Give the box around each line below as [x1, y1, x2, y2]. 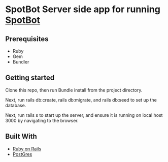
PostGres [12, 151, 32, 157]
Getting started [5, 74, 55, 82]
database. [5, 102, 26, 108]
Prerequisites [5, 35, 49, 43]
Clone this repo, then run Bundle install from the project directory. [5, 87, 143, 93]
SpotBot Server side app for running [5, 4, 161, 15]
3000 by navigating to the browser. [5, 117, 79, 123]
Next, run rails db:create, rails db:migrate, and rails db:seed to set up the [5, 96, 157, 103]
